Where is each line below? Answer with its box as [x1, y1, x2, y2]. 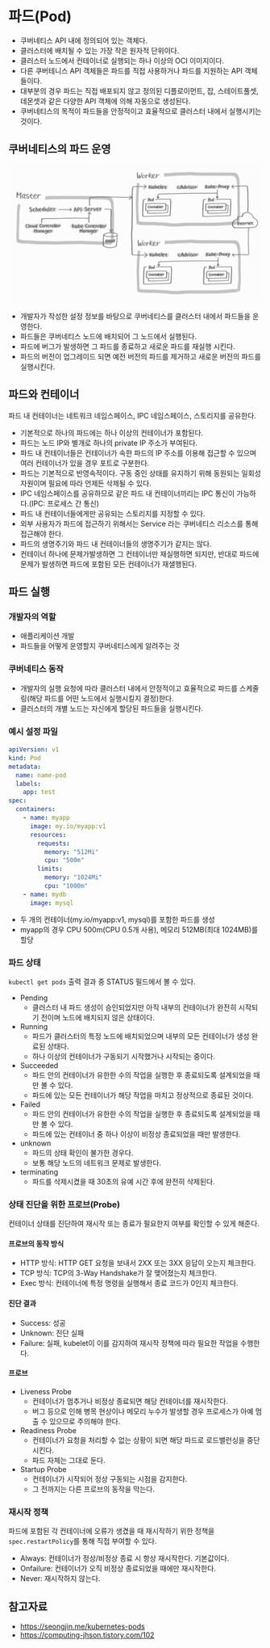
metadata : [8, 763, 42, 771]
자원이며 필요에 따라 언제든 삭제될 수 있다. [19, 478, 152, 488]
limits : [37, 865, 63, 873]
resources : [29, 830, 67, 839]
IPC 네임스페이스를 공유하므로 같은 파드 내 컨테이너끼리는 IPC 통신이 [19, 488, 235, 498]
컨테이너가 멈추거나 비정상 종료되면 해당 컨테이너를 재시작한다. [31, 1396, 228, 1406]
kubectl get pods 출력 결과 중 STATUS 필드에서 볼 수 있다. [8, 977, 196, 986]
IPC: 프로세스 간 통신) [31, 498, 99, 508]
